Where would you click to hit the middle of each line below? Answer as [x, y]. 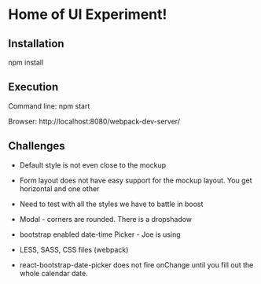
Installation [36, 44]
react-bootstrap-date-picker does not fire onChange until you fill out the [136, 264]
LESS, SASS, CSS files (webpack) [74, 249]
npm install [26, 62]
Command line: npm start [49, 106]
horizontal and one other [59, 188]
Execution [33, 87]
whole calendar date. [53, 273]
